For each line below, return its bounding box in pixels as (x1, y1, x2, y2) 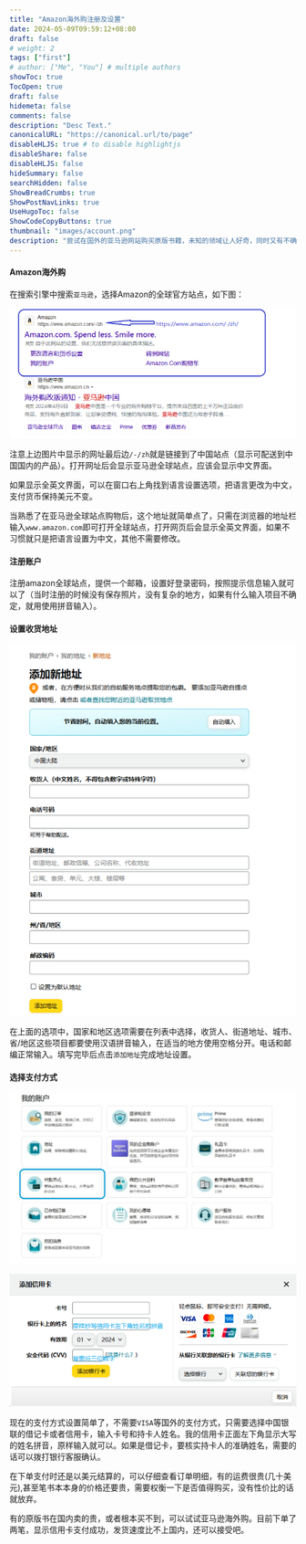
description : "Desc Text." (9, 121, 112, 130)
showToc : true (9, 73, 64, 82)
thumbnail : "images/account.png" (9, 226, 137, 236)
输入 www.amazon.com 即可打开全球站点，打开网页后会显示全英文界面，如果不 (9, 521, 291, 532)
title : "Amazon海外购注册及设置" (9, 15, 126, 24)
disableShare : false (9, 150, 88, 159)
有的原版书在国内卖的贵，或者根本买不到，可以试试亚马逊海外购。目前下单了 (9, 1512, 297, 1524)
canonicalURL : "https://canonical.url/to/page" (9, 131, 194, 140)
